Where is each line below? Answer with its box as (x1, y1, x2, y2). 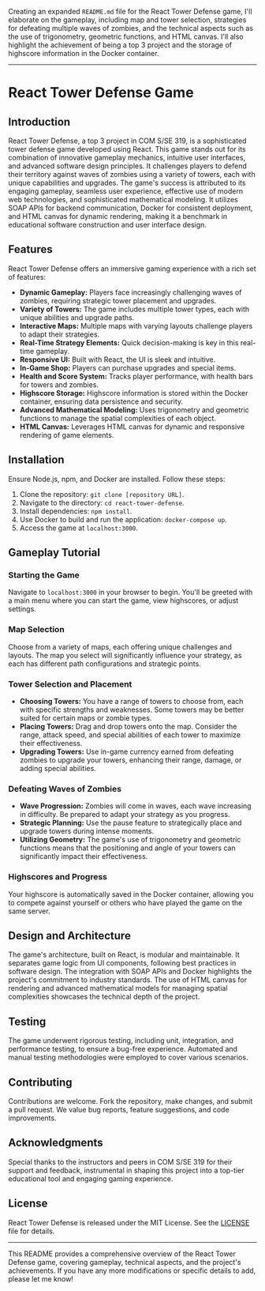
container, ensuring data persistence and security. (19, 397, 184, 406)
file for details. (8, 1226, 55, 1236)
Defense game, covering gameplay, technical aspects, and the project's (8, 1257, 241, 1267)
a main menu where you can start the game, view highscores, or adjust (8, 596, 239, 605)
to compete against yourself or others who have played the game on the (8, 898, 243, 907)
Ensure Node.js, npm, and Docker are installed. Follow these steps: (8, 474, 226, 484)
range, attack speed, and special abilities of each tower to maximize (19, 730, 241, 740)
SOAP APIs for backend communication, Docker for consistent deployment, (8, 203, 253, 213)
